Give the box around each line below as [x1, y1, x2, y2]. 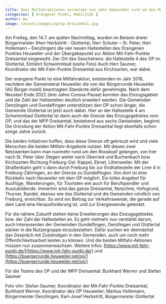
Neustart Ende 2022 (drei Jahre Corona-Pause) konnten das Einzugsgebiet [5, 92, 158, 98]
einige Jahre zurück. [5, 128, 47, 134]
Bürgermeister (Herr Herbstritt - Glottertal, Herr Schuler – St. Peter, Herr [5, 40, 152, 46]
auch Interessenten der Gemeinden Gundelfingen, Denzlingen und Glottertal [5, 222, 160, 228]
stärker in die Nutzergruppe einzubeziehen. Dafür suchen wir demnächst [5, 227, 154, 233]
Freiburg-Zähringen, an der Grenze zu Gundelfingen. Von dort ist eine [5, 170, 147, 176]
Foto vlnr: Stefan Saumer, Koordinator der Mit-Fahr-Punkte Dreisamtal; [5, 283, 149, 289]
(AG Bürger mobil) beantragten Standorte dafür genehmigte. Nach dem [5, 86, 150, 92]
